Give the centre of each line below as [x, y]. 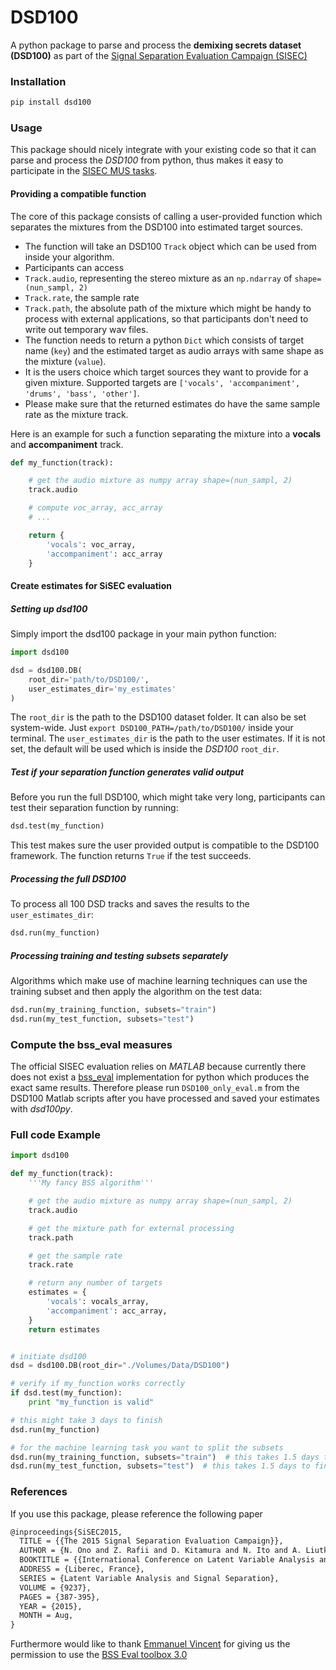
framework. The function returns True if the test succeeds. [131, 856]
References [39, 1492]
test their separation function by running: [94, 808]
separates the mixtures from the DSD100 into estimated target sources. [157, 227]
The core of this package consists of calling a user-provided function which [166, 216]
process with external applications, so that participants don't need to [166, 318]
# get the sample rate [75, 1256]
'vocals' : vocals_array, [98, 1302]
